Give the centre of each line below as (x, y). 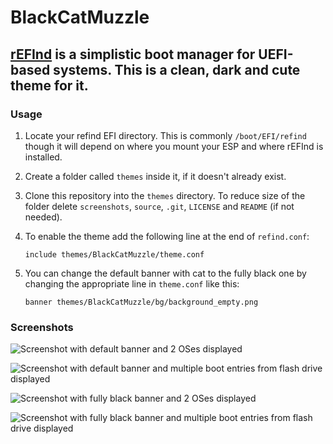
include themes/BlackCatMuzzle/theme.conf (114, 254)
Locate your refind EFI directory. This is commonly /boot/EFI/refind (165, 135)
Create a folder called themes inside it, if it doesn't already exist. (155, 176)
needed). (43, 217)
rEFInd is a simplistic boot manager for (133, 54)
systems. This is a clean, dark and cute (177, 69)
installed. (43, 157)
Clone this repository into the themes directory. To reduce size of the (165, 195)
